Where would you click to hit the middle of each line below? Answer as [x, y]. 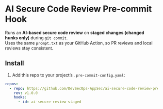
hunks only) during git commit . [36, 38]
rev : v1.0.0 [26, 93]
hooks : [20, 97]
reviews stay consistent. [29, 48]
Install [15, 63]
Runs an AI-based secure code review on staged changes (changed [75, 32]
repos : [12, 84]
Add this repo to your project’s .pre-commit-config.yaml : [68, 75]
